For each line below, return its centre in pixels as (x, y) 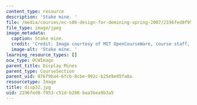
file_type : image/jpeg (34, 28)
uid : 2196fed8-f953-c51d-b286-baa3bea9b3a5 (60, 93)
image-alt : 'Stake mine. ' (44, 50)
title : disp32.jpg (28, 87)
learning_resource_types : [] (42, 55)
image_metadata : (26, 33)
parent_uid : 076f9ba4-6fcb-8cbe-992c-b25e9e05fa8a (69, 76)
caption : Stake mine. (38, 38)
